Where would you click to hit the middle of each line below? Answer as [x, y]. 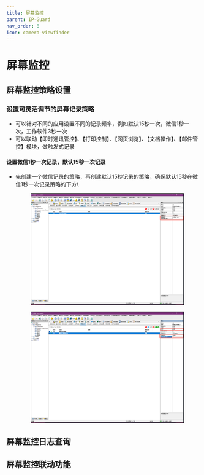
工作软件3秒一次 [47, 132]
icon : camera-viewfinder [38, 33]
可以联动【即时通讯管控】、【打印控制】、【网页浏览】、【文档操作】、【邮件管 [106, 139]
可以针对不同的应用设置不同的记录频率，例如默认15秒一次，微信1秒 [100, 124]
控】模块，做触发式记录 [45, 147]
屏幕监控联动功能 [39, 464]
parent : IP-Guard [28, 19]
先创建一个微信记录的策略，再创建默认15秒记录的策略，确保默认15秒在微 [106, 177]
